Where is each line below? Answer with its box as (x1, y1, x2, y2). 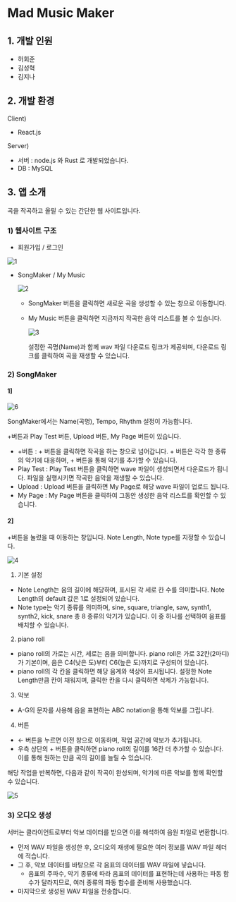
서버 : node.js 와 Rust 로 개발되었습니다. (17, 156, 129, 164)
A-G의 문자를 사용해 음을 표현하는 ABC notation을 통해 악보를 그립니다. (17, 706, 214, 714)
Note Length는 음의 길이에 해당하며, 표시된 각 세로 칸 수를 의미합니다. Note (17, 585, 225, 594)
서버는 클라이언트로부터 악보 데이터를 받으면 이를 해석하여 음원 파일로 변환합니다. (7, 827, 230, 836)
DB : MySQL (17, 164, 54, 172)
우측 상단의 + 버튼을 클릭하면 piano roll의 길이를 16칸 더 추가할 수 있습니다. (17, 745, 224, 753)
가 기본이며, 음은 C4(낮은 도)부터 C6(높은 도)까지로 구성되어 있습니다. (17, 658, 209, 667)
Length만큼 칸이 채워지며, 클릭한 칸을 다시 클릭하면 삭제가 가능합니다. (17, 676, 209, 685)
